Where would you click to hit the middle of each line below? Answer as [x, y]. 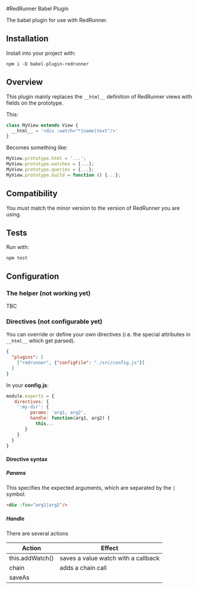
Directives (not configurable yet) [54, 322]
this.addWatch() [32, 558]
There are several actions [37, 533]
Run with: [18, 247]
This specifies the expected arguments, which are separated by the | [91, 488]
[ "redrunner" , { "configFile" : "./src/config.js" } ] [81, 363]
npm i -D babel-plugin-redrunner [48, 64]
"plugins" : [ [28, 357]
